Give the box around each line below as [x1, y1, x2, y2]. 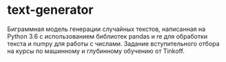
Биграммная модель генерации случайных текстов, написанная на [7, 25, 206, 33]
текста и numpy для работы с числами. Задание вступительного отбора [7, 39, 220, 48]
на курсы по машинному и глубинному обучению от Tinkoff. [7, 47, 185, 55]
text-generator [7, 2, 94, 18]
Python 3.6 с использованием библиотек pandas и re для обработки [7, 32, 208, 40]
